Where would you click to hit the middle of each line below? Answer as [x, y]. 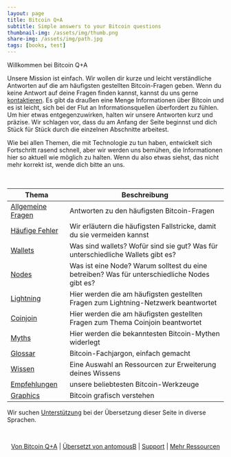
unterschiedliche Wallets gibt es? [123, 255]
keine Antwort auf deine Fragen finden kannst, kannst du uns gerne [103, 93]
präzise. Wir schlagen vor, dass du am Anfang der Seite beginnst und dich [112, 122]
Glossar [23, 353]
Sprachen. [22, 420]
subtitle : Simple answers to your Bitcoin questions [84, 26]
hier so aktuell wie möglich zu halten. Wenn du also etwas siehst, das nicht [113, 157]
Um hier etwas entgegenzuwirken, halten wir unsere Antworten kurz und [110, 115]
